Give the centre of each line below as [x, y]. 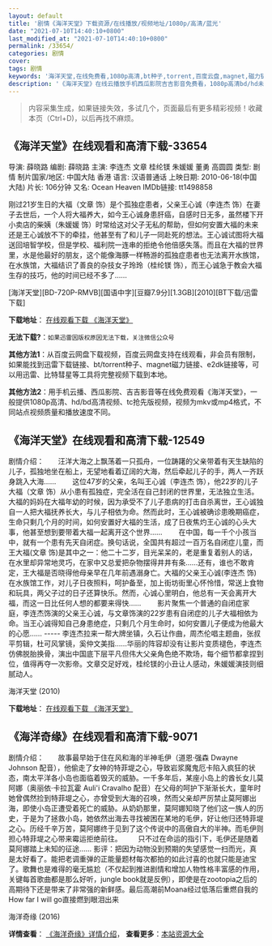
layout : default [36, 16]
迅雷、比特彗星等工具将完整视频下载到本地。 [97, 375]
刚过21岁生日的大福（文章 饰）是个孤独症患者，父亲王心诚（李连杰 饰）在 [131, 204]
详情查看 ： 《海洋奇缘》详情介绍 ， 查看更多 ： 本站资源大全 [106, 934]
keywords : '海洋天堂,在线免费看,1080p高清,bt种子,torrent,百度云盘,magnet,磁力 [134, 76]
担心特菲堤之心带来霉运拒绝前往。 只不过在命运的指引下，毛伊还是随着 [134, 838]
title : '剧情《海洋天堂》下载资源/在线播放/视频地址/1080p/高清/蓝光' [115, 24]
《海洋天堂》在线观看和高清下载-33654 [108, 146]
